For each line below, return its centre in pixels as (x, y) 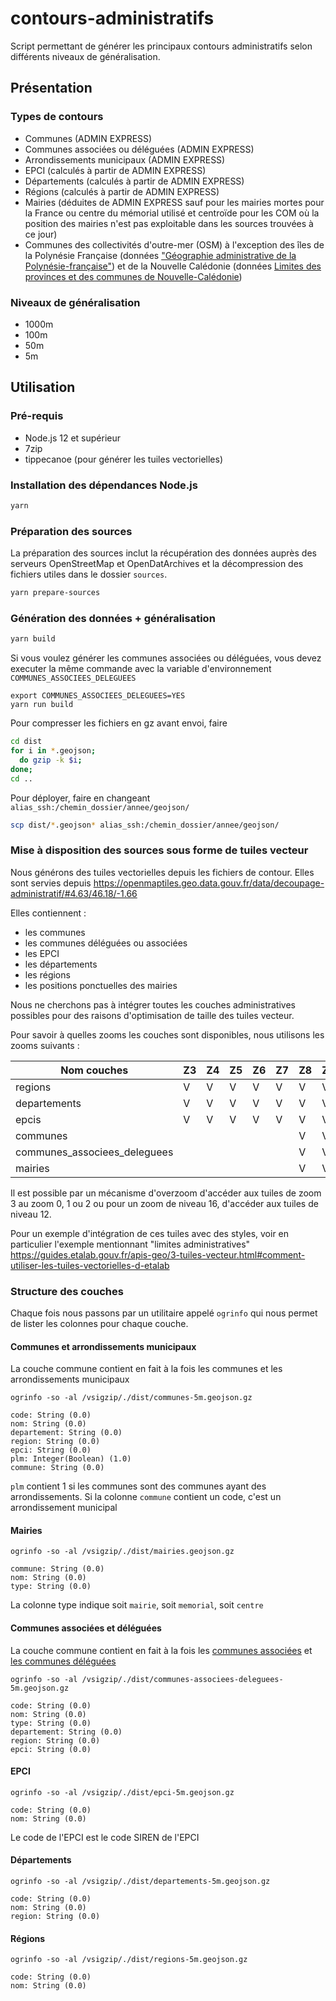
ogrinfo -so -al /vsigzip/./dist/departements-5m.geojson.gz (140, 1881)
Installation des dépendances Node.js (104, 485)
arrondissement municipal (64, 1508)
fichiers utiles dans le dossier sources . (89, 574)
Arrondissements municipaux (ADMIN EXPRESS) (125, 159)
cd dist (26, 742)
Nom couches (94, 1070)
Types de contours (57, 117)
